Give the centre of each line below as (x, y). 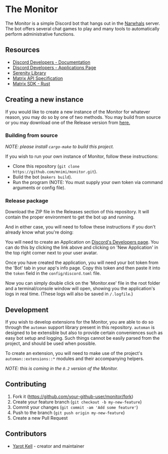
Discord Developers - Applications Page (54, 67)
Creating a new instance (44, 100)
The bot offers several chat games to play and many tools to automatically (82, 28)
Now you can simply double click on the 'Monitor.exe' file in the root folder (83, 283)
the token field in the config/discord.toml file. (53, 274)
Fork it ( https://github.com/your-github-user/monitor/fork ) (73, 396)
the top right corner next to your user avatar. (52, 253)
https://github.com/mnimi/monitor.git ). (55, 171)
